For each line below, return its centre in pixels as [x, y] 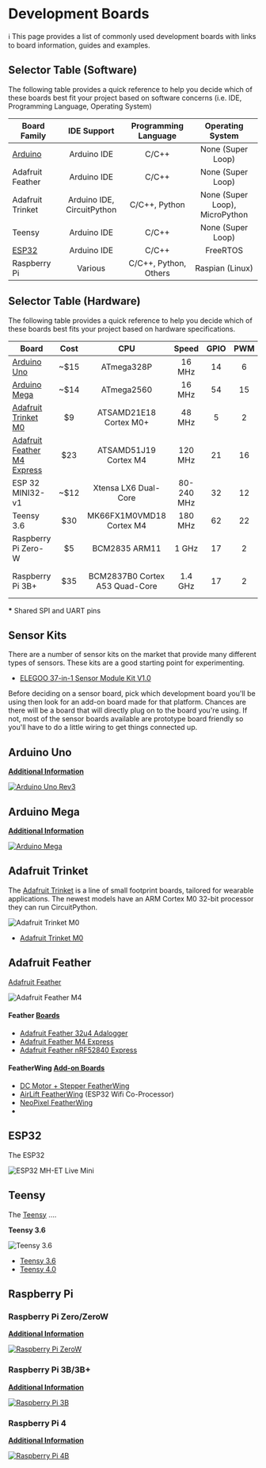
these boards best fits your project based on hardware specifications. [122, 329]
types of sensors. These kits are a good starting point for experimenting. [127, 663]
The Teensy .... [32, 1214]
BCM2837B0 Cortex [126, 576]
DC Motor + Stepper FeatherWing [74, 1086]
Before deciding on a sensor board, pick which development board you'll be [132, 694]
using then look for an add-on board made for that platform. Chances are [127, 702]
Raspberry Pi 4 [38, 1423]
